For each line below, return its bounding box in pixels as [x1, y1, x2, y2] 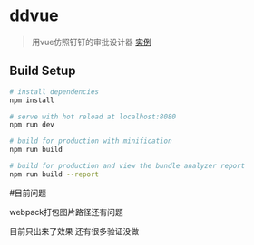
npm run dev [9, 120, 54, 129]
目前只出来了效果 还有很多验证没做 [9, 225, 139, 236]
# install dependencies [9, 87, 100, 96]
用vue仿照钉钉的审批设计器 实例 [31, 36, 152, 47]
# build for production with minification [9, 137, 172, 146]
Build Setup [9, 63, 76, 79]
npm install [9, 96, 54, 105]
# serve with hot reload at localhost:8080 [9, 112, 177, 121]
